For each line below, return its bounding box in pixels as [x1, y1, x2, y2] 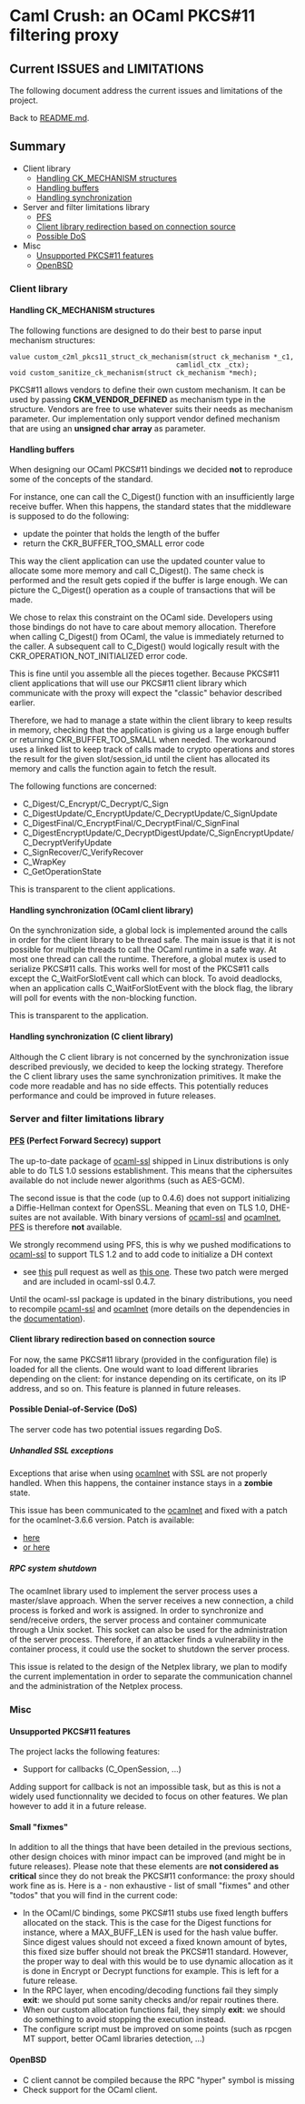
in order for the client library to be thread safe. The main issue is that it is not [9, 935, 296, 946]
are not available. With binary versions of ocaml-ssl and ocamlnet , [33, 1211, 281, 1222]
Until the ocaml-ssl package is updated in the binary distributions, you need [9, 1293, 293, 1304]
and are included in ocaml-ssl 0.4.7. [22, 1276, 156, 1287]
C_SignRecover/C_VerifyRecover [22, 847, 143, 858]
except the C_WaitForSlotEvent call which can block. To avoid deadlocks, [9, 973, 283, 984]
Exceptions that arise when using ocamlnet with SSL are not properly [9, 1468, 268, 1479]
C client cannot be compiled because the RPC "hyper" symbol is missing [22, 2074, 295, 2085]
